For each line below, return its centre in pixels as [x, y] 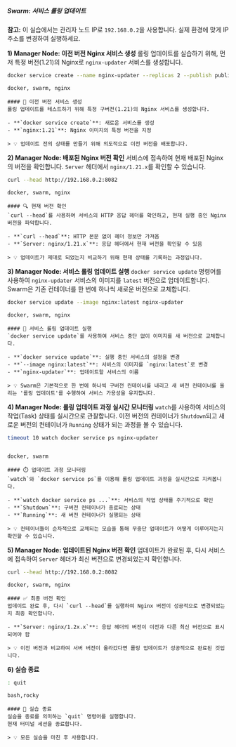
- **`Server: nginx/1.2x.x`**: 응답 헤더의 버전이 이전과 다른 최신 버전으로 [110, 627]
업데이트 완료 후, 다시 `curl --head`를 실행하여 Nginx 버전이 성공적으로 [103, 606]
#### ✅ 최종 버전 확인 [37, 599]
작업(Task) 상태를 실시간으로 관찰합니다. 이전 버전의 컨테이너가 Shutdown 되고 [112, 416]
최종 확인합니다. [35, 614]
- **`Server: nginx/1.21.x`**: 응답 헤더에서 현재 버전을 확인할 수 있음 [105, 244]
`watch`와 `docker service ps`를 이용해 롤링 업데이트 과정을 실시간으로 [103, 480]
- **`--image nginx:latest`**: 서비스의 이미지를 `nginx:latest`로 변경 [108, 364]
